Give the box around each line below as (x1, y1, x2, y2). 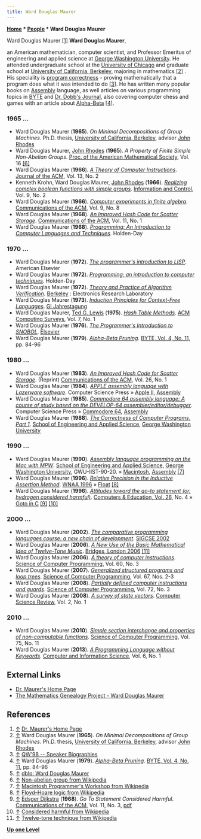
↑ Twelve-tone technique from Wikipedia (15, 814, 117, 822)
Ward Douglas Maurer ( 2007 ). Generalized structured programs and (15, 567, 184, 574)
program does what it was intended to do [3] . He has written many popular (7, 80, 190, 87)
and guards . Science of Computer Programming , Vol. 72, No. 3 (15, 586, 171, 593)
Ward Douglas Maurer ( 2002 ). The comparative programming (15, 528, 168, 536)
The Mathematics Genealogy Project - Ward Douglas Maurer (15, 692, 165, 699)
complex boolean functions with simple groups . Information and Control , (15, 185, 194, 192)
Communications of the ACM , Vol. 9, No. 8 (15, 204, 120, 211)
